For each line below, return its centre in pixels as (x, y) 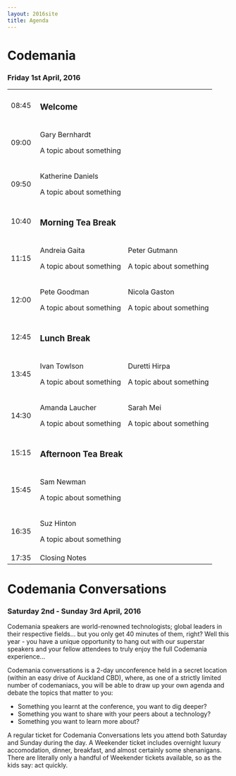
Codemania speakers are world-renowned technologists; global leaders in (115, 627)
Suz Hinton (58, 523)
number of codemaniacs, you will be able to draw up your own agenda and (116, 686)
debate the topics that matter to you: (60, 693)
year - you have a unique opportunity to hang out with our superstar (106, 642)
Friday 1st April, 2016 (44, 77)
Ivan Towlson (62, 366)
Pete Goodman (64, 292)
